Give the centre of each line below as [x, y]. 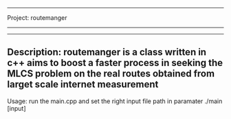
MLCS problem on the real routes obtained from [111, 74]
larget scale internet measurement [83, 84]
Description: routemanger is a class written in [107, 52]
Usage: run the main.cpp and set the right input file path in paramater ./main [115, 101]
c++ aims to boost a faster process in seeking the [115, 63]
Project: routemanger [37, 18]
